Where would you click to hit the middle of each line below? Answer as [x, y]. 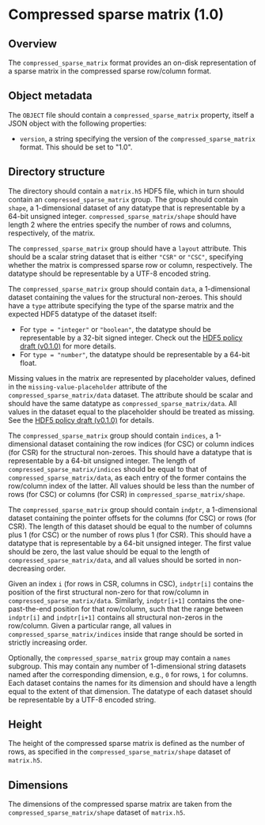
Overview [33, 44]
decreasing [26, 568]
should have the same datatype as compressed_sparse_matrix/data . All [123, 403]
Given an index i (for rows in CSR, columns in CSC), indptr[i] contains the [131, 583]
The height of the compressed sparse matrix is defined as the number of [127, 744]
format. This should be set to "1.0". [76, 147]
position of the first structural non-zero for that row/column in [109, 592]
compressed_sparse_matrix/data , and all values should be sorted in [116, 559]
